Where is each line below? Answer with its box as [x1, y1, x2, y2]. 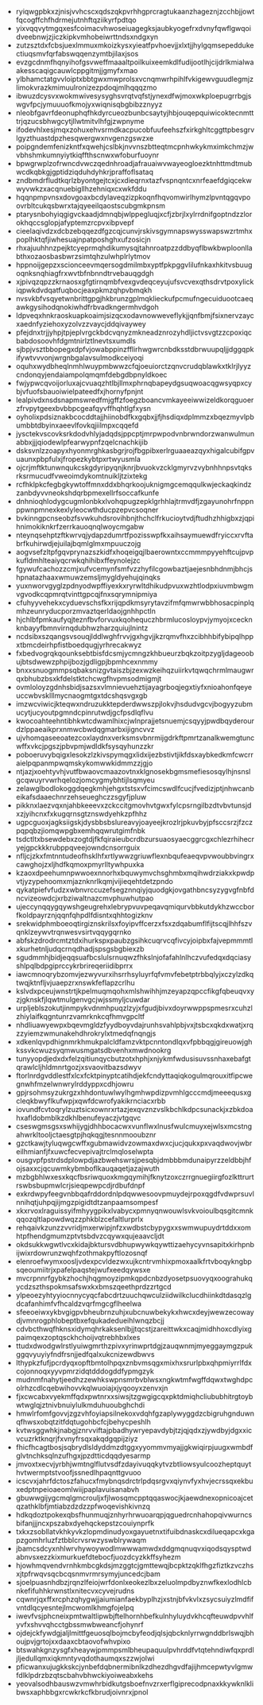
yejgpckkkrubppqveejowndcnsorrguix [15, 843, 141, 852]
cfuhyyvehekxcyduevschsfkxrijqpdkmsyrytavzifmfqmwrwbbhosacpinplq [15, 598, 254, 607]
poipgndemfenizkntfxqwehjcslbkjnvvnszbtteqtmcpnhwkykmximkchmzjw [15, 142, 254, 151]
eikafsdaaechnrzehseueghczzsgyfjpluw [15, 792, 147, 801]
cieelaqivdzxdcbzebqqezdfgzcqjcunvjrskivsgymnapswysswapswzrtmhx [15, 227, 253, 235]
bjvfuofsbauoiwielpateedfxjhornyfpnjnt [15, 387, 144, 396]
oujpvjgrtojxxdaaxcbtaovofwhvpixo [15, 1637, 131, 1646]
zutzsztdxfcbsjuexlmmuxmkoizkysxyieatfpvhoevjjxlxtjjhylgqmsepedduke [15, 41, 254, 50]
